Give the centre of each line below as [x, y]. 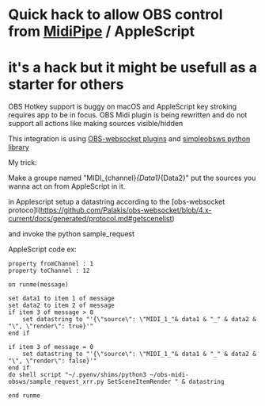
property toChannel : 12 [49, 271]
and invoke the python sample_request [72, 234]
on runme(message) [38, 285]
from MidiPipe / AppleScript [102, 31]
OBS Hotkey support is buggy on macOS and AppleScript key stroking [123, 107]
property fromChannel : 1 [51, 264]
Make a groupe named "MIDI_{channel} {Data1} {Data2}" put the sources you [132, 178]
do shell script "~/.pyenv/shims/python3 [78, 375]
